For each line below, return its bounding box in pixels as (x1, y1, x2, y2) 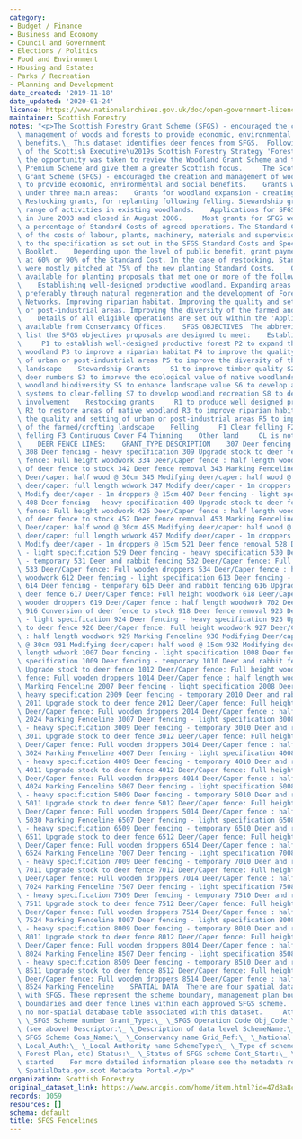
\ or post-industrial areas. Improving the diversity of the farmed (17, 306, 280, 315)
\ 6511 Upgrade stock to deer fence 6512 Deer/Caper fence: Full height (17, 832, 296, 841)
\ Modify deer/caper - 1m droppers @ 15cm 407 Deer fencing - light (17, 489, 280, 499)
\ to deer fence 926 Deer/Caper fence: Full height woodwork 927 (17, 623, 268, 632)
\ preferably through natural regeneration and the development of (17, 289, 276, 298)
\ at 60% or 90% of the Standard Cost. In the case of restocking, (17, 255, 276, 265)
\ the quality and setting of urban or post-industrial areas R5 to (17, 414, 280, 423)
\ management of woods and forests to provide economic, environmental (17, 130, 292, 139)
